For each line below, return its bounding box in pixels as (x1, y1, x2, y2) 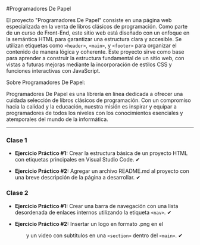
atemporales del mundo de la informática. (6, 116, 108, 123)
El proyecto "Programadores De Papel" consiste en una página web (6, 17, 172, 23)
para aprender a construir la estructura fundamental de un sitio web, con (6, 55, 185, 61)
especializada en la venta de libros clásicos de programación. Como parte (6, 23, 188, 30)
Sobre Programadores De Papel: (6, 79, 85, 86)
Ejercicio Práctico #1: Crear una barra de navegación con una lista (14, 202, 179, 209)
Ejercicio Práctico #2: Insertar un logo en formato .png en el (14, 220, 164, 227)
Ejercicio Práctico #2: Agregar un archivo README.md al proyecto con (14, 168, 189, 175)
